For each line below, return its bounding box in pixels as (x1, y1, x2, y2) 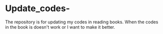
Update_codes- (5, 3, 70, 14)
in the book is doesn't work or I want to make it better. (5, 24, 115, 30)
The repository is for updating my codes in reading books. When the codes (5, 19, 159, 25)
